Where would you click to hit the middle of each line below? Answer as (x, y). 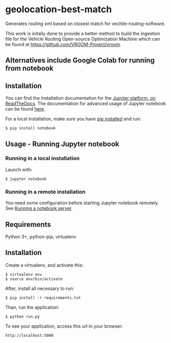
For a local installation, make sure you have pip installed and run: (73, 119)
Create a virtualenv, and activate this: (44, 265)
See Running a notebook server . (39, 209)
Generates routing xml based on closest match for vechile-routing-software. (86, 24)
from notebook (29, 68)
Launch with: (19, 169)
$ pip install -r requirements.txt (43, 298)
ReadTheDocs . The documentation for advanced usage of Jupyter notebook (86, 104)
